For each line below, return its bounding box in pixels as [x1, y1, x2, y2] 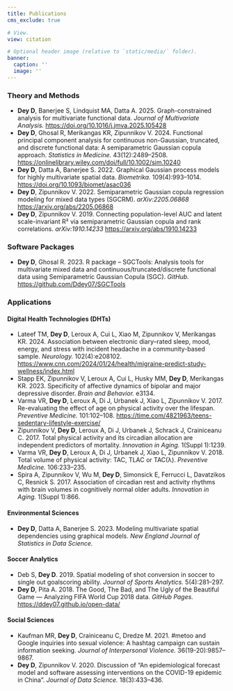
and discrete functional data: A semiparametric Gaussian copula [17, 143, 202, 152]
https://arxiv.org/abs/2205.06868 [17, 202, 113, 211]
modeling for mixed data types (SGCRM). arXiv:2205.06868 [17, 196, 189, 204]
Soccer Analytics [7, 555, 58, 564]
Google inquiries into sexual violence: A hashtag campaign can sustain [17, 639, 220, 647]
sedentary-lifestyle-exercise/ [17, 419, 101, 427]
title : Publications [7, 10, 67, 17]
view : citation [7, 35, 51, 42]
